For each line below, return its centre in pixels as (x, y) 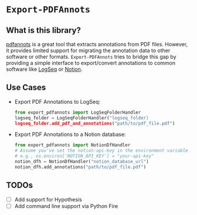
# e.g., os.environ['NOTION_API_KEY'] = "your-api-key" (84, 156)
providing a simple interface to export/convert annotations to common (91, 63)
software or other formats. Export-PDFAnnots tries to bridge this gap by (91, 57)
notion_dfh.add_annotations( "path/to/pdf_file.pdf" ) (80, 167)
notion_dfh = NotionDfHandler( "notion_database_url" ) (81, 162)
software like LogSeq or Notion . (44, 69)
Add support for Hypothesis (48, 199)
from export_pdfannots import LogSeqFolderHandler (78, 112)
